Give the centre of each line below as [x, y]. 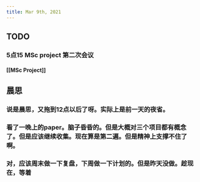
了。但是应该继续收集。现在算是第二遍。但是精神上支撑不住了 [97, 136]
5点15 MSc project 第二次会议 [50, 55]
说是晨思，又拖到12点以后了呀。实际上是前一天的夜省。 [88, 109]
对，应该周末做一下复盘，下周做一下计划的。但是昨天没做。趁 [97, 163]
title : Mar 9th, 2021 [34, 12]
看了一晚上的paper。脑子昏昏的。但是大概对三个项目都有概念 [97, 127]
